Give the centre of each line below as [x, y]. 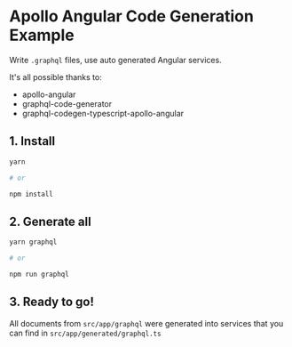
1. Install [32, 141]
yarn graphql [33, 242]
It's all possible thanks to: [55, 77]
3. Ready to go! [52, 302]
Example [42, 35]
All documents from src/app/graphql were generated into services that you [146, 323]
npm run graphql [39, 274]
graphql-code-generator [67, 103]
